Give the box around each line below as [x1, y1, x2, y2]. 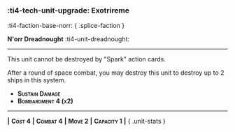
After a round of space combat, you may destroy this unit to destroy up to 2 [7, 68, 225, 77]
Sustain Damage [17, 89, 61, 98]
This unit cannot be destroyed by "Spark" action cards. [7, 55, 166, 64]
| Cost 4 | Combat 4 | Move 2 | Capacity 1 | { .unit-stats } [7, 117, 166, 126]
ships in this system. [7, 76, 66, 85]
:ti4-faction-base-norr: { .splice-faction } [7, 22, 124, 30]
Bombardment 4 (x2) [17, 97, 73, 105]
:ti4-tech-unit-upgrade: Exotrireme [7, 6, 129, 15]
